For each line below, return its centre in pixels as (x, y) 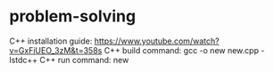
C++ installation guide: (51, 41)
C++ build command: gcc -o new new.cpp (181, 50)
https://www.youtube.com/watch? (157, 41)
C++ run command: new (84, 60)
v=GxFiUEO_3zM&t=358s (56, 50)
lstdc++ (24, 60)
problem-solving (73, 16)
